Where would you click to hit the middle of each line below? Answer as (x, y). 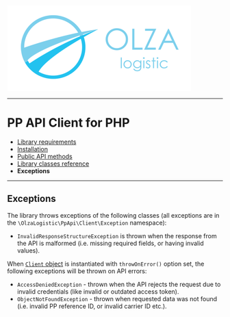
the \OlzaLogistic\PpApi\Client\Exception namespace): (87, 223)
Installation (33, 149)
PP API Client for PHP (68, 123)
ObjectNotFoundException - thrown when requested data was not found (117, 299)
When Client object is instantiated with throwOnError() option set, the (106, 264)
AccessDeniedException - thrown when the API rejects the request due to (119, 284)
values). (28, 250)
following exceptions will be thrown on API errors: (77, 271)
